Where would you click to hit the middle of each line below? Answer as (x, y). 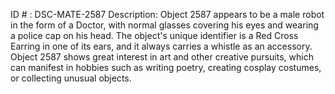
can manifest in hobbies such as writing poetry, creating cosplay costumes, (166, 67)
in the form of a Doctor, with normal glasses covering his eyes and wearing (164, 25)
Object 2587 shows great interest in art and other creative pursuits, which (162, 57)
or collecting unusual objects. (71, 78)
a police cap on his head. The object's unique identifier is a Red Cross (154, 35)
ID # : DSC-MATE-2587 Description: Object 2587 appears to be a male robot (167, 14)
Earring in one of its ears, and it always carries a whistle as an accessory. (161, 46)
